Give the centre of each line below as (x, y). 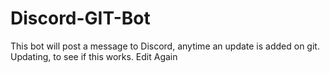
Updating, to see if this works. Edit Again (94, 56)
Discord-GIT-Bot (80, 18)
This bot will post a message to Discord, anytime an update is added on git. (165, 46)
